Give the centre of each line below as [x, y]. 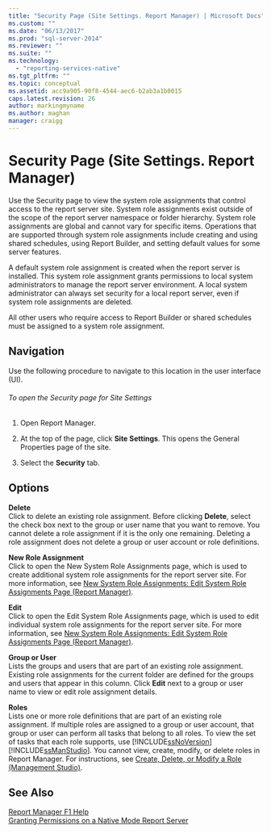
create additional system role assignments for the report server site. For [127, 575]
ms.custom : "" [32, 23]
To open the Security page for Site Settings [80, 398]
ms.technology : [34, 61]
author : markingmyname [46, 106]
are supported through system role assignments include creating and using [133, 234]
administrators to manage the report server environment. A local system [128, 284]
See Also [31, 793]
